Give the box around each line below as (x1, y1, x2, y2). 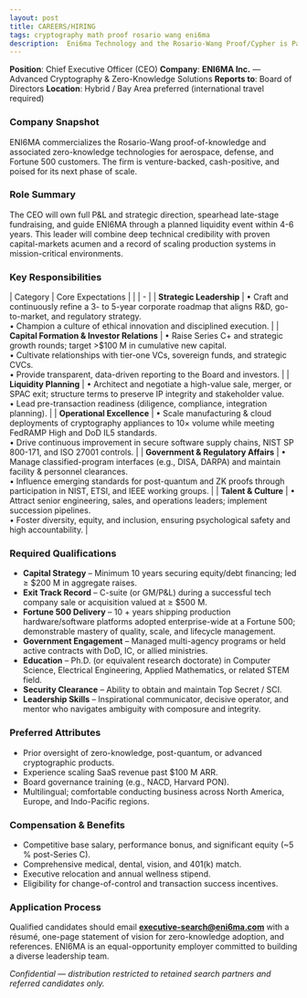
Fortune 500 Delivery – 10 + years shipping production (22, 606, 231, 617)
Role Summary (9, 188, 76, 201)
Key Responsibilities (9, 270, 102, 283)
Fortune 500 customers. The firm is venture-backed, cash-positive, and (9, 156, 281, 167)
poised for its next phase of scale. (9, 165, 138, 176)
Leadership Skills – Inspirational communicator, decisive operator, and (22, 694, 290, 705)
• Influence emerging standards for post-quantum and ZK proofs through (9, 476, 285, 487)
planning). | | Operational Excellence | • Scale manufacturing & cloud (9, 408, 272, 419)
